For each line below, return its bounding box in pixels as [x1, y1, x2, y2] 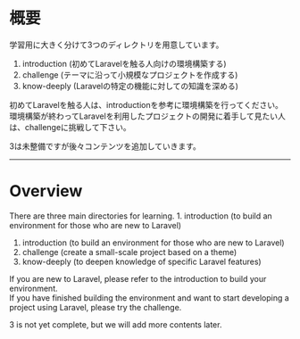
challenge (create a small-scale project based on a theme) [21, 246, 237, 257]
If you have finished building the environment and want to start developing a [9, 292, 290, 303]
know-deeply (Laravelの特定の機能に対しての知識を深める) [21, 80, 239, 91]
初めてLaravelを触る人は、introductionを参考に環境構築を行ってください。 [9, 99, 283, 110]
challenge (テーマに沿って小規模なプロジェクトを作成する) [21, 69, 238, 80]
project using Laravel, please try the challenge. [9, 302, 182, 312]
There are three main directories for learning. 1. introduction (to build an [9, 211, 272, 221]
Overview [9, 181, 83, 202]
